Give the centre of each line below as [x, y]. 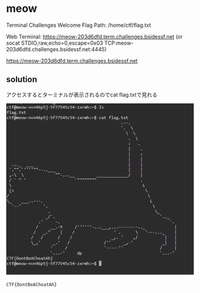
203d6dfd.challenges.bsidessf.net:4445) [57, 49]
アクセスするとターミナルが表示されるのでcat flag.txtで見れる [82, 95]
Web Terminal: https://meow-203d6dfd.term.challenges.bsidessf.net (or [95, 36]
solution [22, 80]
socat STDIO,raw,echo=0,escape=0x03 [54, 43]
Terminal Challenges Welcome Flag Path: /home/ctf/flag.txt [79, 25]
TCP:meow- [119, 43]
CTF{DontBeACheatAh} [32, 285]
